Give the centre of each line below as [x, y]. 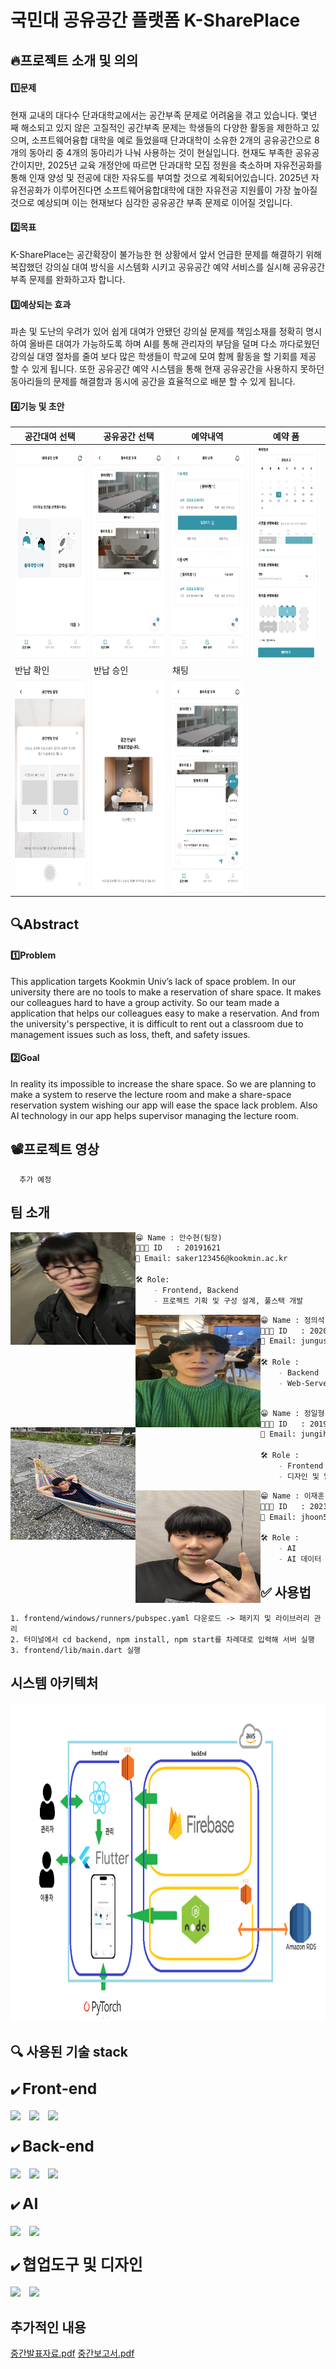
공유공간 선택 [129, 436]
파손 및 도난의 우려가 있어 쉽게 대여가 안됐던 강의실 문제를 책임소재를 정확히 [157, 332]
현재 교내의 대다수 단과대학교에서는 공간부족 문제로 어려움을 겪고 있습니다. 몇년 [164, 115]
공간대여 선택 [50, 436]
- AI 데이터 [300, 1559]
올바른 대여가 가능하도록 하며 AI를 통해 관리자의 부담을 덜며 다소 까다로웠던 [174, 344]
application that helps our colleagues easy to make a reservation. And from [165, 1013]
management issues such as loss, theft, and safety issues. [130, 1034]
